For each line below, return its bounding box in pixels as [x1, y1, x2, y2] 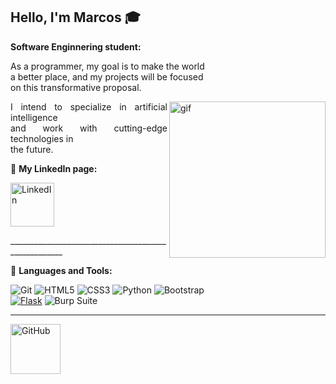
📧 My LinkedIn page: [10, 162, 98, 174]
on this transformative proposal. [10, 81, 142, 93]
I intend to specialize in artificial [10, 100, 168, 113]
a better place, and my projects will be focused [10, 70, 204, 83]
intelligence [10, 111, 58, 123]
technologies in [10, 132, 74, 144]
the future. [10, 143, 54, 155]
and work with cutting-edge [10, 122, 168, 134]
